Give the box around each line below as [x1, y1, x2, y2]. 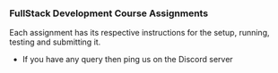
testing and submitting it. [9, 36, 101, 47]
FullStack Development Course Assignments [9, 7, 209, 20]
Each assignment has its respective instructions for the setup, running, [9, 28, 271, 38]
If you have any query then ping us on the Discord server [22, 54, 233, 65]
